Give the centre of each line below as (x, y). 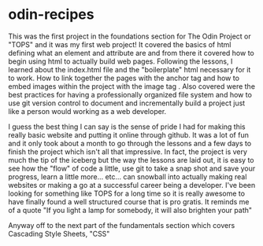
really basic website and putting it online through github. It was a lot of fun (129, 134)
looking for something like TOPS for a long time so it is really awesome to (127, 193)
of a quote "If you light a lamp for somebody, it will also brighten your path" (130, 210)
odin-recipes (51, 15)
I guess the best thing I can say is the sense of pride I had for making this (127, 127)
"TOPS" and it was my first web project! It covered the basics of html (120, 44)
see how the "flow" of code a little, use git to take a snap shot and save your (132, 168)
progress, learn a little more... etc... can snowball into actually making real (128, 176)
